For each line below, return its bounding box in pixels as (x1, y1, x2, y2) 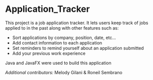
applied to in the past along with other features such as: (5, 25, 119, 31)
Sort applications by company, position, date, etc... (12, 35, 116, 40)
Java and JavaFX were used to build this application (5, 60, 111, 66)
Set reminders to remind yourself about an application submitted (12, 45, 144, 51)
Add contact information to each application (12, 40, 102, 45)
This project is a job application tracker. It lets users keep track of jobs (5, 20, 149, 26)
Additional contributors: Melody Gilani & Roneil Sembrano (5, 69, 123, 75)
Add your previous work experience (12, 50, 86, 56)
